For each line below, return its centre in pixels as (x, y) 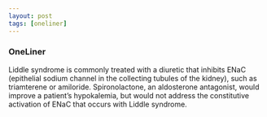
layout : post (31, 16)
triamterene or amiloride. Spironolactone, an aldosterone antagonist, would (134, 87)
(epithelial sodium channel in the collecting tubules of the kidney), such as (133, 78)
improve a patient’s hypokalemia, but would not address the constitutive (129, 95)
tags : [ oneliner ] (38, 24)
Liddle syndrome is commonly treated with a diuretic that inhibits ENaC (127, 69)
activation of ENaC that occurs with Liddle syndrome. (98, 104)
